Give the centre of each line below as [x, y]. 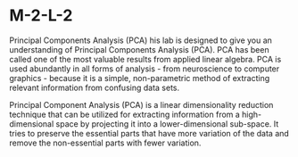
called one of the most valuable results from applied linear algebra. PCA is [145, 59]
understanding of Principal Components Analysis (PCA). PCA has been [139, 49]
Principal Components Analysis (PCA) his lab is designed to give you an [141, 40]
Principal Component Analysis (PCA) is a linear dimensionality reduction [141, 104]
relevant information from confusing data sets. [95, 87]
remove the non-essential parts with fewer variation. [105, 143]
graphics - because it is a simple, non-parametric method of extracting [140, 78]
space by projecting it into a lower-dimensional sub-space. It [167, 124]
